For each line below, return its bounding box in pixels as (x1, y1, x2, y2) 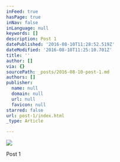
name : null (11, 85, 38, 91)
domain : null (11, 91, 44, 97)
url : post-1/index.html (6, 113, 65, 118)
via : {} (6, 63, 25, 70)
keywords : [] (6, 31, 38, 37)
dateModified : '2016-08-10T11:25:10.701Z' (6, 47, 112, 53)
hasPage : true (6, 14, 41, 20)
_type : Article (6, 118, 44, 124)
